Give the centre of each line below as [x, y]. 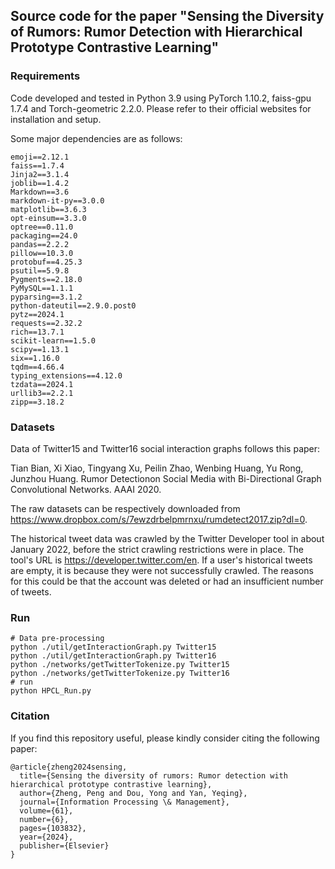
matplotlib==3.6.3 [48, 209]
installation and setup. [56, 119]
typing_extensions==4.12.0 [66, 375]
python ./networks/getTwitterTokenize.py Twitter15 [120, 665]
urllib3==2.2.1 [42, 393]
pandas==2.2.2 [40, 244]
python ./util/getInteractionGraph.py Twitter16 [113, 656]
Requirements [45, 76]
